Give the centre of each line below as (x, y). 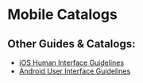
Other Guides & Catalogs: (71, 44)
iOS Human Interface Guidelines (71, 62)
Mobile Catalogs (63, 15)
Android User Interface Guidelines (75, 71)
